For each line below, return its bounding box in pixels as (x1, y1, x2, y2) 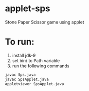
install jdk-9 (12, 52, 36, 58)
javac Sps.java (5, 72, 36, 77)
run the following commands (12, 63, 70, 68)
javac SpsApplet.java (5, 77, 49, 82)
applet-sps (5, 3, 50, 14)
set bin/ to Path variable (12, 57, 60, 64)
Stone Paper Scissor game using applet (5, 19, 84, 25)
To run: (5, 36, 35, 47)
